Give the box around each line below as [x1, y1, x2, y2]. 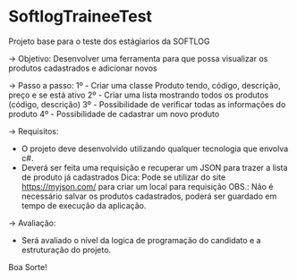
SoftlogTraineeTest [8, 6, 153, 27]
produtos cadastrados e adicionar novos [8, 63, 157, 73]
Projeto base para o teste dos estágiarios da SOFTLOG [8, 36, 211, 47]
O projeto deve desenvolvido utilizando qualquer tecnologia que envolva [21, 143, 289, 154]
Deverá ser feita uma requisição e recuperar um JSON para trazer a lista [21, 162, 288, 173]
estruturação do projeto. [21, 244, 112, 255]
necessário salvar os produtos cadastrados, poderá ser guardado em [21, 191, 277, 201]
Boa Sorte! [8, 261, 47, 272]
